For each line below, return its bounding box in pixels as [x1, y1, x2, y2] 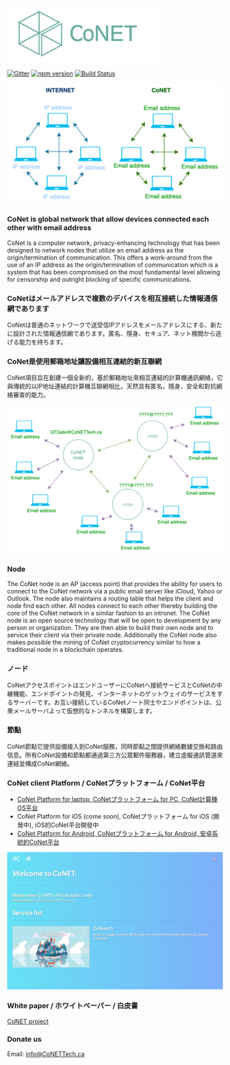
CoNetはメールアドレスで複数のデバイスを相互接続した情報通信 [7, 294, 218, 303]
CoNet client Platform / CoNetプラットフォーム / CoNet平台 [7, 778, 205, 788]
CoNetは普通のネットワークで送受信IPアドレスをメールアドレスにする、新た [7, 321, 222, 329]
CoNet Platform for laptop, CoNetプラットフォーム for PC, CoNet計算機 [16, 795, 218, 804]
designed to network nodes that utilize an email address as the [7, 246, 184, 254]
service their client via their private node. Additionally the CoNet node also [7, 631, 217, 640]
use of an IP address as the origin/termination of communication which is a [7, 260, 218, 269]
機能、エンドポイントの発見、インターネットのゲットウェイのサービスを [12, 689, 217, 698]
